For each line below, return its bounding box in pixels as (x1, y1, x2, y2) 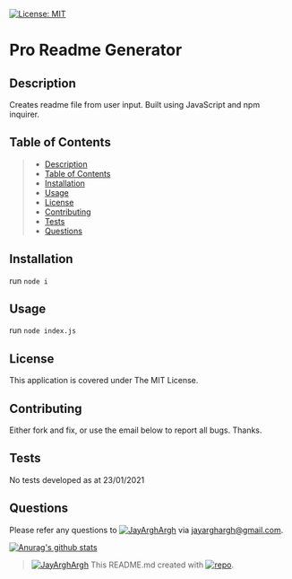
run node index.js (9, 325, 76, 336)
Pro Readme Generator (9, 40, 183, 60)
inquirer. (9, 109, 40, 119)
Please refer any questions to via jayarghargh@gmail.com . (9, 524, 284, 535)
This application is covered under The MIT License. (9, 375, 199, 386)
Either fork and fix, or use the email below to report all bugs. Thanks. (9, 425, 262, 435)
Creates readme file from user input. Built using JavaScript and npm (9, 100, 261, 110)
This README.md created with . (90, 559, 235, 570)
